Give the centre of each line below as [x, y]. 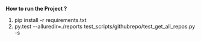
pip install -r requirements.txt [50, 20]
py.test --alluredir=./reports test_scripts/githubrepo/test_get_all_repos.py [105, 26]
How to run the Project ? [36, 9]
